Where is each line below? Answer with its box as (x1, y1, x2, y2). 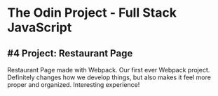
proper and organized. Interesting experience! (7, 81, 140, 88)
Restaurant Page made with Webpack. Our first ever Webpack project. (7, 66, 210, 74)
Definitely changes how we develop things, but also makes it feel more (7, 73, 212, 81)
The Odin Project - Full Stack (7, 5, 177, 21)
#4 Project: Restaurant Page (7, 47, 133, 59)
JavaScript (7, 19, 72, 35)
